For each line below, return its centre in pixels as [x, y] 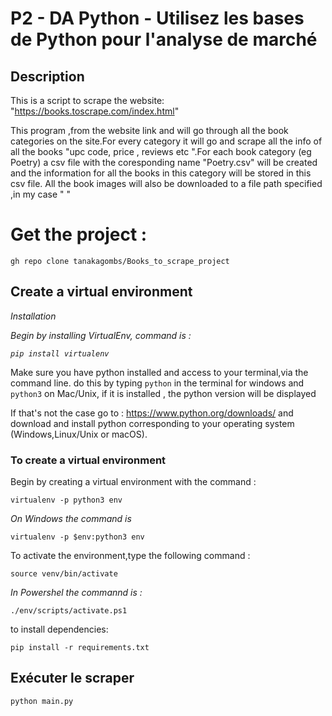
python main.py [42, 701]
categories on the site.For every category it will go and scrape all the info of [166, 141]
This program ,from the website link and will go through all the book [149, 130]
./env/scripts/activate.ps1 [69, 611]
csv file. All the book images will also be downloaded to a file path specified [166, 183]
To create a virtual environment [88, 460]
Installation [33, 316]
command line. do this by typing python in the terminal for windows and [157, 383]
